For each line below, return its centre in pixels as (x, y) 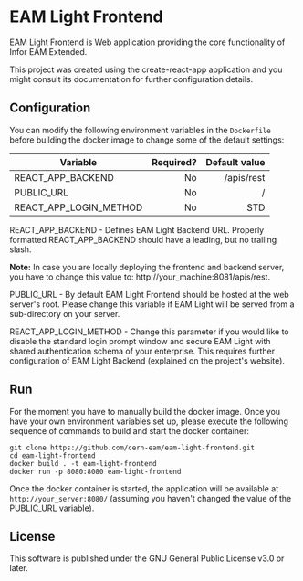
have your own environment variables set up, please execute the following (149, 421)
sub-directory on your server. (65, 313)
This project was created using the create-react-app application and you (146, 69)
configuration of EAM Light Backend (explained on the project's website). (147, 360)
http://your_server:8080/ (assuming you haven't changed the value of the (151, 498)
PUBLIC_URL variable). (52, 508)
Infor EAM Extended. (48, 51)
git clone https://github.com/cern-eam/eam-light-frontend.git (132, 448)
